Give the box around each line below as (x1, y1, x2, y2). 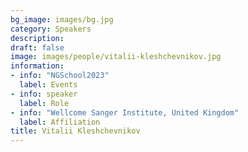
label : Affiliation (19, 117, 101, 127)
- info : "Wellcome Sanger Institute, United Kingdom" (10, 107, 240, 118)
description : (10, 33, 65, 43)
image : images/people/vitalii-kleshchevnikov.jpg (10, 52, 222, 62)
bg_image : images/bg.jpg (10, 14, 114, 25)
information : (10, 61, 65, 71)
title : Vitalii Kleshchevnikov (10, 126, 141, 136)
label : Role (19, 98, 70, 108)
